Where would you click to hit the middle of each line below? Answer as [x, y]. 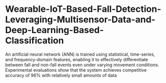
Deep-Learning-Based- [55, 30]
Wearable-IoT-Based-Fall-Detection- [83, 9]
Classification [34, 41]
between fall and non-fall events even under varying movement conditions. [82, 65]
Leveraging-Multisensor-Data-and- [80, 20]
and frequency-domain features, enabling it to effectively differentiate [77, 59]
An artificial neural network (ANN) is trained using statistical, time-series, [80, 54]
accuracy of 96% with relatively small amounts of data [61, 75]
